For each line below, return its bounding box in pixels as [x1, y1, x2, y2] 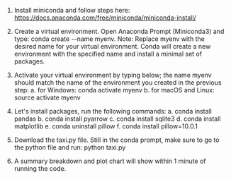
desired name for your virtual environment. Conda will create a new [13, 42, 211, 50]
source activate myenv [13, 93, 81, 102]
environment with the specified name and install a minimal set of [13, 49, 203, 58]
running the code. [13, 164, 67, 172]
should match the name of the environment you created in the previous [13, 78, 222, 87]
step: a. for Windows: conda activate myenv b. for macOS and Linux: [13, 86, 215, 94]
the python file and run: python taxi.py [13, 143, 126, 151]
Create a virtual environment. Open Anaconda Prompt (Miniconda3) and [13, 28, 225, 35]
